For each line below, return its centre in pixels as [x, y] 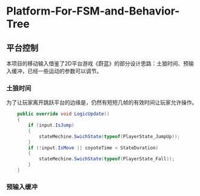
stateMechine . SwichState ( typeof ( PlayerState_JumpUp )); [109, 136]
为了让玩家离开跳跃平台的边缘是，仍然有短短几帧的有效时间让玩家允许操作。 [102, 103]
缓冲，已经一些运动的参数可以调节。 [56, 71]
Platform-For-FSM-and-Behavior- [93, 11]
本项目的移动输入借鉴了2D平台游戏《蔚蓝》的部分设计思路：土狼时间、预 [98, 64]
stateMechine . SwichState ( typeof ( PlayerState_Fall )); [106, 159]
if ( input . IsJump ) [51, 125]
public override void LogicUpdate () [64, 114]
